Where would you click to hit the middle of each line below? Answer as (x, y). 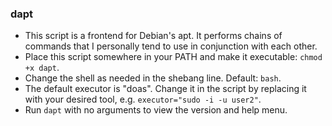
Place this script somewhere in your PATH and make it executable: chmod (173, 57)
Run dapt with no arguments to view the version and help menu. (156, 110)
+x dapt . (42, 68)
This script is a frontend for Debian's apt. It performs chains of (153, 36)
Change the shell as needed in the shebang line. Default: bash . (153, 78)
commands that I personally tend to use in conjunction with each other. (171, 46)
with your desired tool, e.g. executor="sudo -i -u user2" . (143, 99)
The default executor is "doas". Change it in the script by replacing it (165, 89)
